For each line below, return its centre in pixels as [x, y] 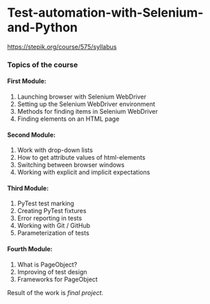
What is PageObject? [47, 264]
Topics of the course [43, 65]
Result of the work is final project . [55, 292]
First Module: [27, 81]
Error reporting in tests [50, 218]
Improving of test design [52, 271]
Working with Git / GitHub [54, 226]
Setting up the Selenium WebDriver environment [86, 104]
